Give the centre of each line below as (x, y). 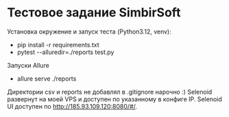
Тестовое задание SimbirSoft (94, 13)
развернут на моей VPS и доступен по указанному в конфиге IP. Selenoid (115, 99)
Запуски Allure (28, 65)
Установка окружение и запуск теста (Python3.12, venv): (89, 31)
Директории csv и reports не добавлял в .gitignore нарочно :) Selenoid (110, 92)
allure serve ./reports (47, 78)
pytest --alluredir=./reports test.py (65, 52)
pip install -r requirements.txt (58, 44)
